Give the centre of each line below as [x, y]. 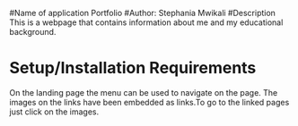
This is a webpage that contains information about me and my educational [146, 22]
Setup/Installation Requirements [133, 68]
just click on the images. [54, 112]
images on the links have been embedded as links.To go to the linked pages [149, 102]
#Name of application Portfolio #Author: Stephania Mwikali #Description [143, 13]
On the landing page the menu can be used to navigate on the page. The [144, 92]
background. [33, 32]
